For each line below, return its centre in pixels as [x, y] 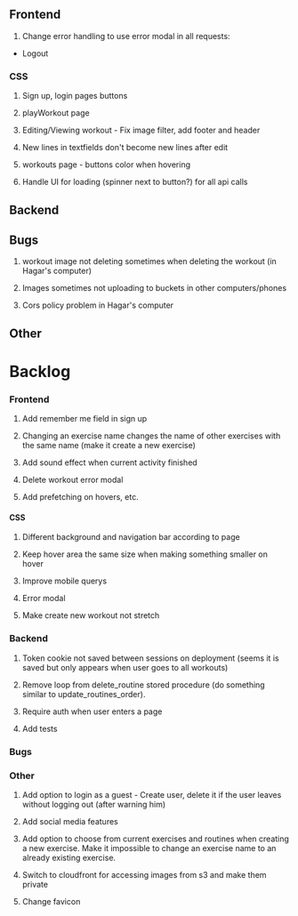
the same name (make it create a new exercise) [109, 446]
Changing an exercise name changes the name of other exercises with [151, 436]
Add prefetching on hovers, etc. [81, 497]
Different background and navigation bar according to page [131, 537]
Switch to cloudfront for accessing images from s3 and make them [144, 874]
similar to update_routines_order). [84, 694]
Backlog [40, 371]
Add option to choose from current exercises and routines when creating [155, 839]
